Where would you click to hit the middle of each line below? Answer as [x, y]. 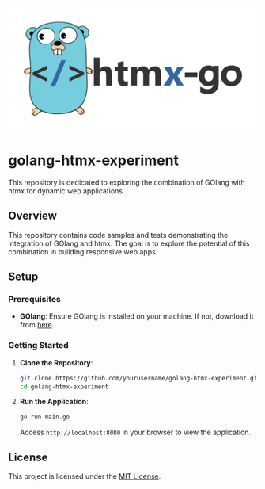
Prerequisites [34, 300]
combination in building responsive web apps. [83, 251]
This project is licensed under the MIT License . [85, 476]
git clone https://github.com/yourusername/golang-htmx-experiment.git [140, 378]
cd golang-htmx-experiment [64, 387]
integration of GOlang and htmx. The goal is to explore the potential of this [129, 243]
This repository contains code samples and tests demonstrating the [118, 235]
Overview [33, 216]
